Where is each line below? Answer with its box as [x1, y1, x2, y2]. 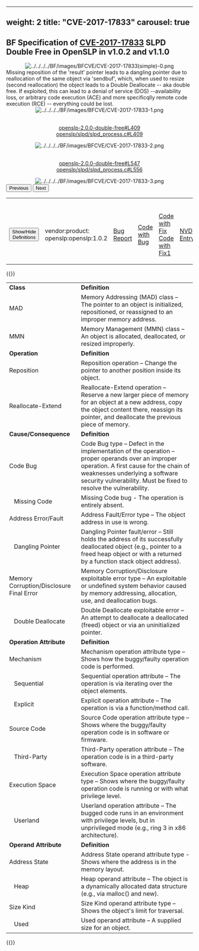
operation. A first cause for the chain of [81, 462, 190, 470]
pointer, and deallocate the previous [81, 413, 182, 421]
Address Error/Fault [9, 515, 64, 523]
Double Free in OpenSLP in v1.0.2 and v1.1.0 [6, 47, 170, 57]
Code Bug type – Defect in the [81, 439, 165, 448]
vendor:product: [44, 227, 90, 235]
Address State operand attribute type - [81, 850, 190, 859]
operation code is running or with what [81, 785, 188, 793]
